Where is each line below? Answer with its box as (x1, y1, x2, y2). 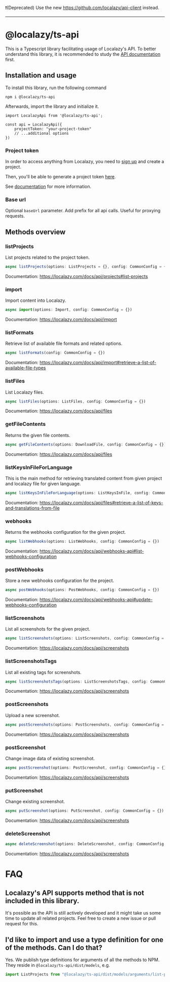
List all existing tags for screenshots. (5, 669, 82, 675)
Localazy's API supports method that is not (5, 888, 144, 897)
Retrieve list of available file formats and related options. (5, 340, 123, 346)
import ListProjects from (5, 972, 60, 977)
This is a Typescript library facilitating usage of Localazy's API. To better (5, 46, 156, 52)
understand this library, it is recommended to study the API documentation (5, 51, 161, 57)
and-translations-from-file (5, 505, 60, 511)
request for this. (5, 921, 39, 927)
